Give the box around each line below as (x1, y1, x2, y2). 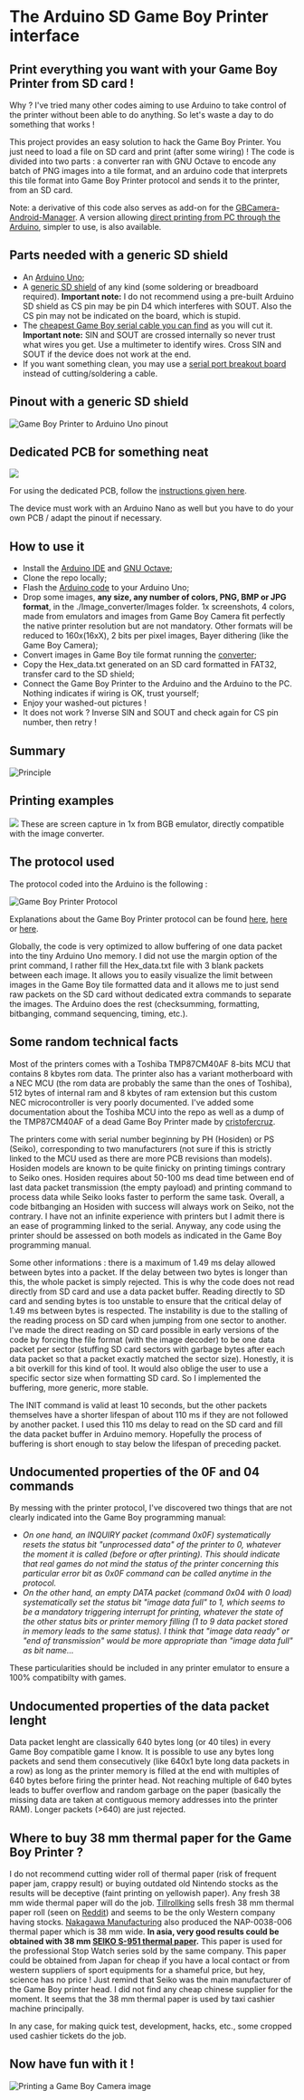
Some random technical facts (9, 1034, 179, 1050)
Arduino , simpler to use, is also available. (9, 222, 162, 232)
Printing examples (9, 793, 115, 809)
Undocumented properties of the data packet (9, 1698, 270, 1713)
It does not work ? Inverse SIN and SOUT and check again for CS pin (22, 707, 279, 718)
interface (9, 25, 80, 46)
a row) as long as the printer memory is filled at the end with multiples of (9, 1766, 280, 1777)
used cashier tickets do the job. (9, 2030, 127, 2041)
